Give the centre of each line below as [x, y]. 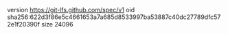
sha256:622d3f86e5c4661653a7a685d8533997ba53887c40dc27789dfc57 [114, 17]
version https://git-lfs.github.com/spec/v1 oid [71, 10]
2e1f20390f [23, 24]
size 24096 [57, 24]
